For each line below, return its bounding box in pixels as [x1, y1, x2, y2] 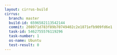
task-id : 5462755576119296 [9, 29, 63, 34]
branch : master [9, 16, 39, 21]
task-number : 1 [9, 34, 39, 39]
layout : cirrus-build [4, 7, 48, 12]
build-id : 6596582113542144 [9, 20, 65, 25]
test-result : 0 [9, 43, 39, 47]
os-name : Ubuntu [9, 38, 41, 43]
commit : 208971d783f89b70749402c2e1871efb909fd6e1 [9, 25, 113, 30]
